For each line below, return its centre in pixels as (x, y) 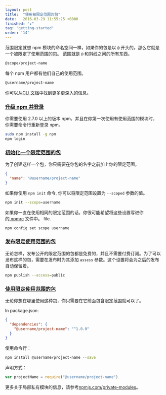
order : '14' (17, 33)
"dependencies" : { (29, 324)
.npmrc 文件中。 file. (30, 218)
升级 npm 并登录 (24, 107)
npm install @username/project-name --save (51, 358)
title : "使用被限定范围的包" (33, 14)
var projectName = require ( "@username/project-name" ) (62, 377)
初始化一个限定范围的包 (33, 152)
